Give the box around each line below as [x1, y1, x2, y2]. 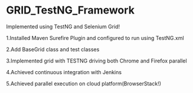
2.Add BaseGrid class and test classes [6, 45, 100, 53]
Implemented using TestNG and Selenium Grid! [6, 23, 120, 30]
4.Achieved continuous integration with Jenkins [6, 68, 122, 75]
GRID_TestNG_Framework [6, 4, 135, 17]
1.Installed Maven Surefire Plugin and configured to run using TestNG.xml [6, 34, 184, 41]
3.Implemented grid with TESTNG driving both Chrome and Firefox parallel [6, 57, 187, 64]
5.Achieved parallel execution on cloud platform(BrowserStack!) [6, 80, 161, 87]
